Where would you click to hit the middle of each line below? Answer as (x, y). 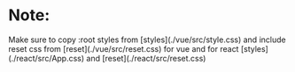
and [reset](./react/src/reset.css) (146, 58)
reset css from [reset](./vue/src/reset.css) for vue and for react (124, 48)
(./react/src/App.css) (47, 58)
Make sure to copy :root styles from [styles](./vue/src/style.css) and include (147, 40)
